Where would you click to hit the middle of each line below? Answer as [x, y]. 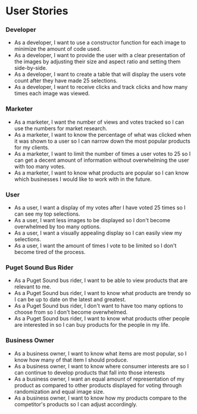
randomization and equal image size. [59, 391]
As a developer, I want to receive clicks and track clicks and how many [101, 87]
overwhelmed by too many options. [57, 227]
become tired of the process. [50, 252]
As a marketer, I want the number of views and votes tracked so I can [99, 122]
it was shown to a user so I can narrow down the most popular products [102, 141]
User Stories [37, 11]
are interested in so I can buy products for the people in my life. [92, 325]
